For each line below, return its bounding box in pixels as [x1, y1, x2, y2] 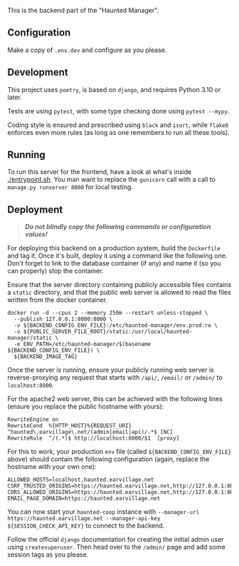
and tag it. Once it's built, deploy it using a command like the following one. [7, 251, 228, 260]
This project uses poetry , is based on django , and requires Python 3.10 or [7, 85, 221, 94]
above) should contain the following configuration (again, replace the [7, 455, 210, 463]
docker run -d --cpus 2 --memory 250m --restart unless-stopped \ [7, 310, 208, 317]
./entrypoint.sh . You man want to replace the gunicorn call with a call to [7, 175, 216, 184]
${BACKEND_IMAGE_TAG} [14, 353, 78, 360]
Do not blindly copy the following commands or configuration [24, 223, 211, 231]
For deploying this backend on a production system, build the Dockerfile [7, 244, 221, 253]
